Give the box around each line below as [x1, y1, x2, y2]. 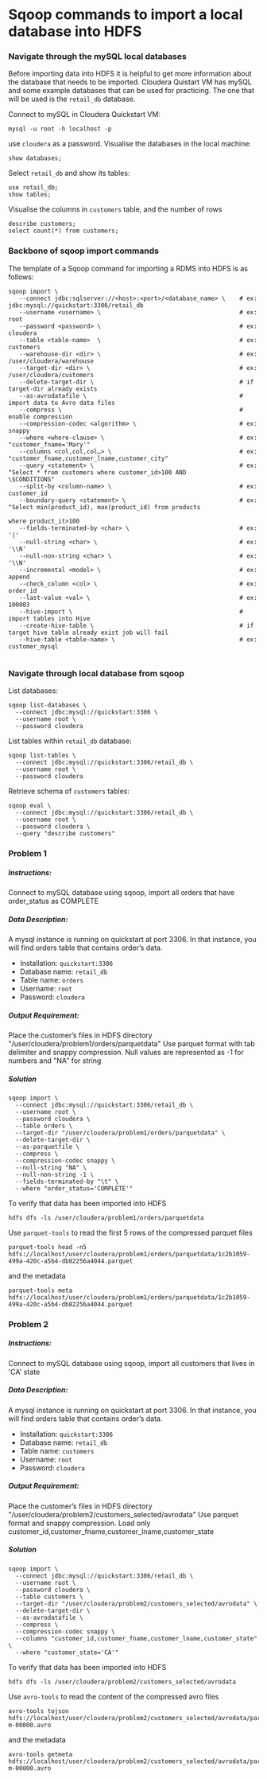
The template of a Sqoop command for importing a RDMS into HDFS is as [8, 263, 249, 273]
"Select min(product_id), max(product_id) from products [8, 503, 201, 511]
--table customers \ [15, 1593, 83, 1601]
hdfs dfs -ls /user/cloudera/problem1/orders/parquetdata [8, 1213, 204, 1222]
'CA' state [8, 1367, 41, 1376]
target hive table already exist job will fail [8, 629, 169, 636]
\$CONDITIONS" [8, 475, 56, 483]
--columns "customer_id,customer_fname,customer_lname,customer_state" [15, 1634, 258, 1642]
